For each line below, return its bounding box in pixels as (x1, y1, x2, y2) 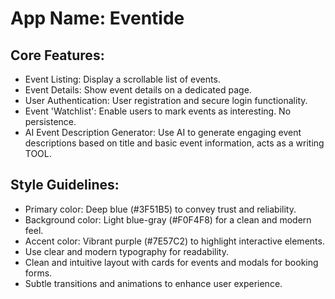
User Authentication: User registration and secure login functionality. (24, 95, 308, 106)
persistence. (24, 116, 77, 127)
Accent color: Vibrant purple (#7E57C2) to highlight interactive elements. (24, 235, 325, 247)
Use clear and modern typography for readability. (24, 245, 229, 257)
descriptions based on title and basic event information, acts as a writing (24, 137, 325, 149)
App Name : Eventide (10, 7, 185, 30)
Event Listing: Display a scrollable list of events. (24, 73, 221, 85)
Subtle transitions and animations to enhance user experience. (24, 277, 283, 289)
